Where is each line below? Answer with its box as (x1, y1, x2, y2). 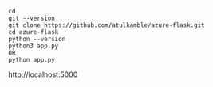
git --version (8, 14, 56, 22)
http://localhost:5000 (8, 70, 78, 79)
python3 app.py (8, 42, 59, 50)
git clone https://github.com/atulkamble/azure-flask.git (8, 21, 205, 29)
